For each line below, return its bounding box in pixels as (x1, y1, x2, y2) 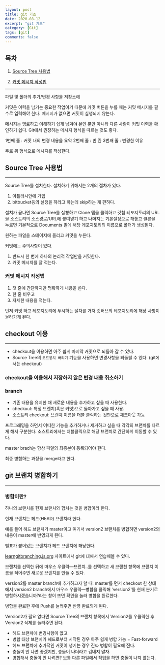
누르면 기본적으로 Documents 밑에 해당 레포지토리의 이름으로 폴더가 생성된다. (5, 222, 154, 228)
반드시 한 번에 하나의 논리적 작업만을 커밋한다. (12, 253, 101, 259)
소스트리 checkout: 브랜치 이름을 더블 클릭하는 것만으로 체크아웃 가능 (12, 412, 145, 418)
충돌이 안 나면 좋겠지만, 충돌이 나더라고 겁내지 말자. (12, 648, 110, 654)
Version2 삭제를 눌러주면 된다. (5, 619, 64, 626)
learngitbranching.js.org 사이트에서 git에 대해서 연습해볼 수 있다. (5, 553, 131, 559)
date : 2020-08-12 (5, 16, 41, 21)
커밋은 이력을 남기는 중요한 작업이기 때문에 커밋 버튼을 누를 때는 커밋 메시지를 (5, 104, 153, 110)
